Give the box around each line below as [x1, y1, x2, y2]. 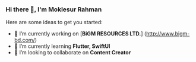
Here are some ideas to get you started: [5, 19, 103, 26]
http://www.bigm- [146, 30, 190, 37]
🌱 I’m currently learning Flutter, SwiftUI [14, 43, 110, 50]
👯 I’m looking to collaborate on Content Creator [14, 49, 131, 56]
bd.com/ [14, 37, 35, 44]
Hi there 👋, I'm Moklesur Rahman [5, 5, 102, 14]
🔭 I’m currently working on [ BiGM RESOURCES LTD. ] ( [14, 30, 147, 37]
